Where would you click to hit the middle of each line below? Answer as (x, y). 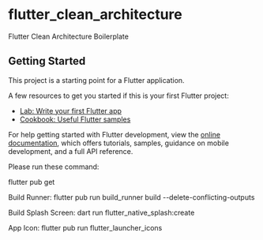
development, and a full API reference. (71, 151)
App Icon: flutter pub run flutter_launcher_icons (85, 227)
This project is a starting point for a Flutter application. (96, 80)
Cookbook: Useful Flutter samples (75, 119)
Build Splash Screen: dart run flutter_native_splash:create (101, 212)
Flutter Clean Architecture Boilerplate (68, 36)
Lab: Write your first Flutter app (71, 111)
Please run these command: (54, 167)
